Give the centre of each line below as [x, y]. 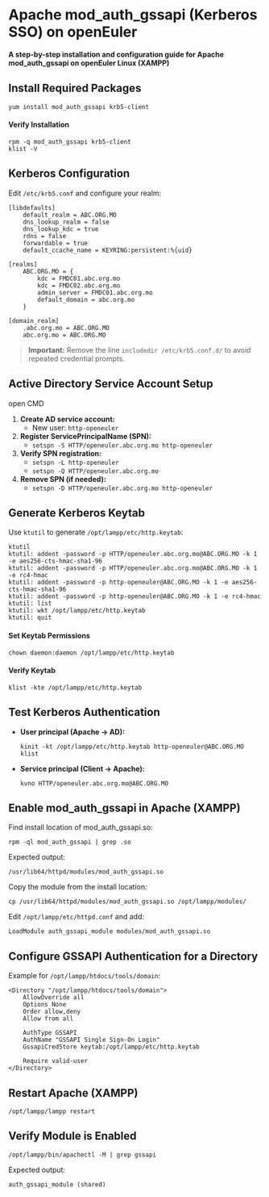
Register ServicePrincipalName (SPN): [85, 436]
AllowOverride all [54, 998]
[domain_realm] [34, 320]
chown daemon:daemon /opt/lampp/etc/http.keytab [91, 653]
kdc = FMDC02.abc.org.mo [79, 285]
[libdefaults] [32, 207]
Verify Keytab [32, 671]
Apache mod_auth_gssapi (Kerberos [133, 15]
